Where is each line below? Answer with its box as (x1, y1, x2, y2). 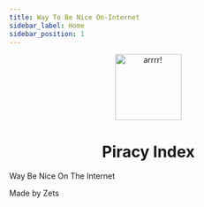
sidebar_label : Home (9, 21, 86, 30)
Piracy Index (102, 142, 195, 162)
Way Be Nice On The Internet (9, 171, 116, 181)
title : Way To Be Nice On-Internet (9, 12, 140, 22)
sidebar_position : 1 (9, 29, 86, 38)
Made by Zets (9, 188, 60, 199)
